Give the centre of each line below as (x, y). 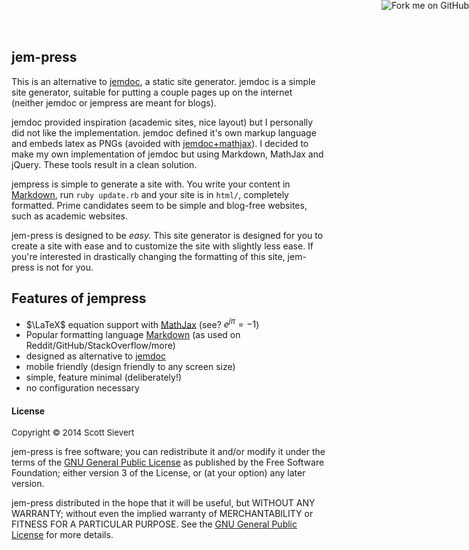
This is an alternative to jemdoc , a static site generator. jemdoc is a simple (163, 81)
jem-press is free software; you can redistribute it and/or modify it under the (168, 452)
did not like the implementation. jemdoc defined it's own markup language (164, 132)
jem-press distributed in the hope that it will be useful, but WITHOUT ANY (163, 503)
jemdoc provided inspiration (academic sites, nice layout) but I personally (162, 122)
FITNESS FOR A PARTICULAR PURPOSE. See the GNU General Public (154, 524)
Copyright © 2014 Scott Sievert (73, 433)
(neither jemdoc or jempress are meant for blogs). (114, 102)
